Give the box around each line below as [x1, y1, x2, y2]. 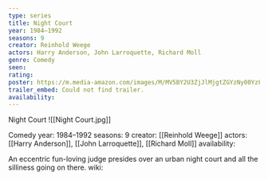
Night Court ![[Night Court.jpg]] [8, 115, 112, 124]
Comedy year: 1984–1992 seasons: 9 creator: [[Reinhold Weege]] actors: [8, 131, 247, 140]
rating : [8, 71, 34, 79]
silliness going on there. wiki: [8, 162, 104, 172]
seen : [8, 64, 26, 72]
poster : [8, 78, 34, 86]
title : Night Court [8, 19, 73, 27]
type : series [8, 11, 52, 20]
